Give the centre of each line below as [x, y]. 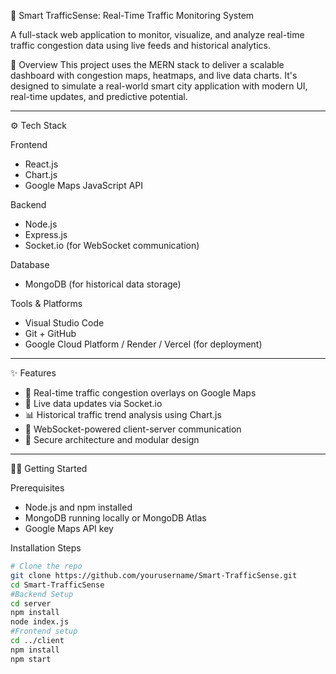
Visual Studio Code [64, 323]
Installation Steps [46, 548]
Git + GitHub [50, 333]
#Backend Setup [42, 594]
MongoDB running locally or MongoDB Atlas [115, 518]
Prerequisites [37, 488]
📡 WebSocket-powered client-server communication [133, 429]
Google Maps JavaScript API [84, 185]
